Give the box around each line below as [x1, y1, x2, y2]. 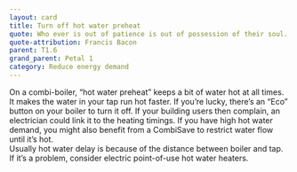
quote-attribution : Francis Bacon [9, 37, 138, 47]
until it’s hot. [9, 134, 54, 145]
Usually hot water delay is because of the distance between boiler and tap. [9, 143, 284, 153]
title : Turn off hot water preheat [9, 21, 141, 30]
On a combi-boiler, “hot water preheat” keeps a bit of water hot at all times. [9, 86, 285, 98]
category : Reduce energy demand [9, 63, 129, 72]
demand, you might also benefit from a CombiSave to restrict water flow [9, 124, 274, 135]
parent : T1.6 [9, 46, 58, 55]
